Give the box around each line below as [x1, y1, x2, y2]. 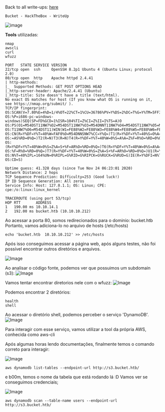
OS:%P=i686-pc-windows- [5, 114, 54, 119]
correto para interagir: [5, 346, 50, 352]
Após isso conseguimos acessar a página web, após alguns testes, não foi [5, 241, 156, 247]
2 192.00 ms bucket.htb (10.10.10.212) [5, 209, 91, 214]
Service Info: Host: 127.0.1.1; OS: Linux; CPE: [5, 183, 107, 188]
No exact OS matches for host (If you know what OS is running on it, [5, 97, 153, 102]
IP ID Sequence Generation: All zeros [5, 179, 84, 184]
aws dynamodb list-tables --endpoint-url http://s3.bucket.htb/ [5, 365, 139, 370]
